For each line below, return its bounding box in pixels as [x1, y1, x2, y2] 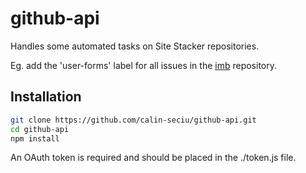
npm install [10, 133, 60, 144]
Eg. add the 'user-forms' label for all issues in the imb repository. [10, 59, 277, 71]
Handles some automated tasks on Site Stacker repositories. [10, 40, 260, 52]
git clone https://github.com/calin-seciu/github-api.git [10, 115, 257, 125]
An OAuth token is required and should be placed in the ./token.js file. [10, 152, 297, 164]
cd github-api [10, 124, 70, 134]
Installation [10, 88, 82, 106]
